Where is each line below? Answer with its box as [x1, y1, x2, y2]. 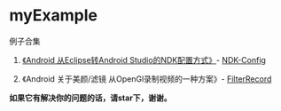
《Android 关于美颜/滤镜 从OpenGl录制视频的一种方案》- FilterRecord [21, 73, 272, 84]
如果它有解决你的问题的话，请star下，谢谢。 [9, 92, 172, 103]
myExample [9, 5, 98, 26]
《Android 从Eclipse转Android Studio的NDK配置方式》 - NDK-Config [21, 54, 266, 65]
